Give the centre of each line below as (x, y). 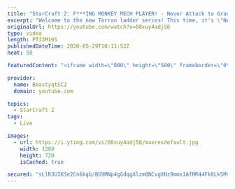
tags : (15, 117)
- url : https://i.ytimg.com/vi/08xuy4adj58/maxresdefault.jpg (106, 142)
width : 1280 (37, 149)
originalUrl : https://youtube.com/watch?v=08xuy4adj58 (89, 27)
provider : (22, 78)
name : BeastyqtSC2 (41, 85)
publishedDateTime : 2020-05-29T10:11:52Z (69, 46)
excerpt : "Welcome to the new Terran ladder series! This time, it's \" (115, 20)
